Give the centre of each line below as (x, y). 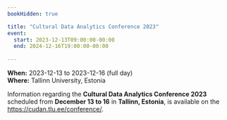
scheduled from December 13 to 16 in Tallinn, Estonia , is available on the (114, 102)
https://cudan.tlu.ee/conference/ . (55, 109)
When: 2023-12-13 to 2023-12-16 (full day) (70, 73)
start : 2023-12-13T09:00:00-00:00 (64, 40)
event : (17, 33)
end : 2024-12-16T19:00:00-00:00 (61, 47)
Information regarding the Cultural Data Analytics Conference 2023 (107, 94)
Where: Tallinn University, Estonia (56, 80)
